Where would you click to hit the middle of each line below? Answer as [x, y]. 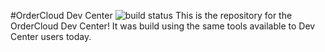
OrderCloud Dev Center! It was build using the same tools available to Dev [163, 26]
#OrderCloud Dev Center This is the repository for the [151, 15]
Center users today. [51, 36]
